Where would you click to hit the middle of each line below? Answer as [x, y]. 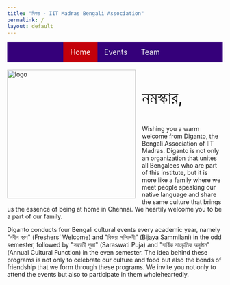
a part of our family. [35, 216]
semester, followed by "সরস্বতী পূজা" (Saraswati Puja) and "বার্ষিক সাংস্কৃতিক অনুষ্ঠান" [108, 245]
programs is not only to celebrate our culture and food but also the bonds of [114, 260]
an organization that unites [179, 158]
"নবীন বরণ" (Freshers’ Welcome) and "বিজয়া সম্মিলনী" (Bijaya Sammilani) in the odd [114, 237]
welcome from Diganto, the [180, 136]
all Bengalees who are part [180, 166]
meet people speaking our [179, 187]
